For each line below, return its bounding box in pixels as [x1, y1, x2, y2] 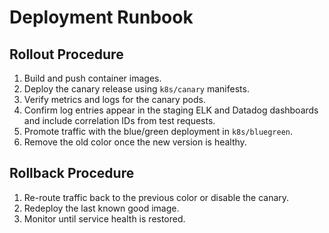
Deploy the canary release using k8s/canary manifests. [23, 83, 250, 95]
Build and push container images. [23, 72, 162, 84]
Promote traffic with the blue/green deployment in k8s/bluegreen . [23, 126, 294, 137]
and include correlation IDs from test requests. [23, 115, 216, 126]
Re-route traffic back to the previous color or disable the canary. [23, 191, 290, 203]
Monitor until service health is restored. [23, 212, 186, 225]
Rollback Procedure [9, 165, 135, 182]
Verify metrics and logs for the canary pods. [23, 94, 206, 105]
